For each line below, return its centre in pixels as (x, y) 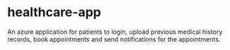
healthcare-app (54, 12)
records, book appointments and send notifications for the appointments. (114, 39)
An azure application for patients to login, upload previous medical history (115, 32)
